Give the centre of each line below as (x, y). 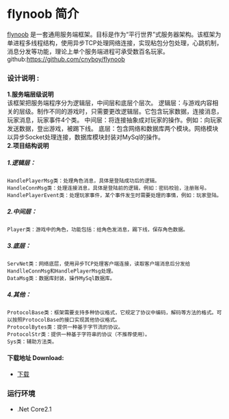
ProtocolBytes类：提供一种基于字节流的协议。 (65, 327)
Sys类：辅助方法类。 (32, 342)
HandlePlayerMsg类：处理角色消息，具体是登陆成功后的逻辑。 (84, 181)
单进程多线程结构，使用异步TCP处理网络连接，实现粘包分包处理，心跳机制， (115, 42)
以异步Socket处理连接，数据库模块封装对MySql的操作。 (86, 137)
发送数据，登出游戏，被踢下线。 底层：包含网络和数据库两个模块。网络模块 (113, 129)
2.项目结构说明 (28, 146)
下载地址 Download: (36, 357)
